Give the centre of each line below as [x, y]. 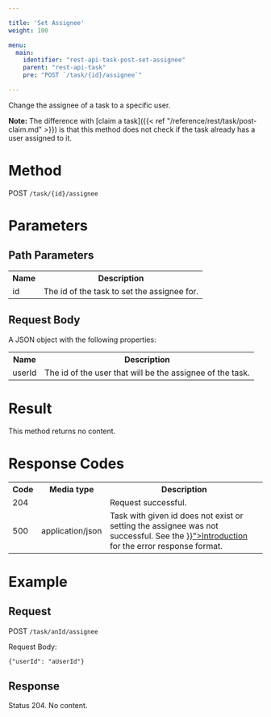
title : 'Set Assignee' [46, 23]
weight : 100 [28, 30]
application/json [72, 530]
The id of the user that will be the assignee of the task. [147, 373]
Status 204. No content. [48, 706]
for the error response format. [167, 546]
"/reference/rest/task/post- [212, 120]
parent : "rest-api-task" [65, 68]
